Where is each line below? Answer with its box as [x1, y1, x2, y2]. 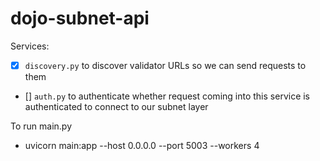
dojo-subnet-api [10, 7, 150, 30]
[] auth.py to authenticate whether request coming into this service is [24, 90, 311, 102]
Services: [10, 40, 50, 52]
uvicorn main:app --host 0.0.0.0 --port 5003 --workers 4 [24, 140, 260, 151]
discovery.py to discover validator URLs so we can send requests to [24, 59, 307, 71]
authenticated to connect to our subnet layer [24, 101, 209, 112]
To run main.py [10, 120, 73, 132]
